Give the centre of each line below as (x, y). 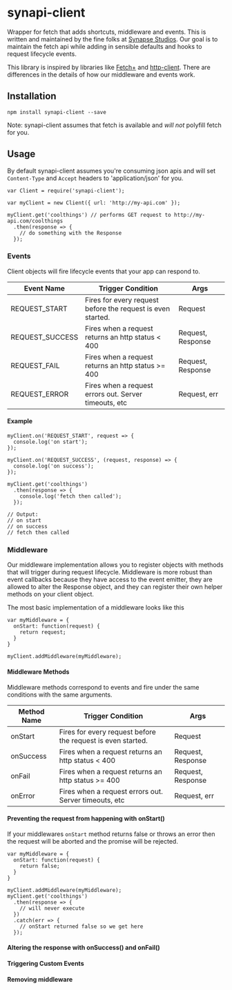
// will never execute (52, 908)
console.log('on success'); (54, 466)
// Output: (23, 515)
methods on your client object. (51, 594)
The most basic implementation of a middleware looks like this (96, 608)
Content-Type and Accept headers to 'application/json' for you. (95, 178)
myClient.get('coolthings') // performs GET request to (89, 215)
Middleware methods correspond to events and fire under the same (103, 687)
